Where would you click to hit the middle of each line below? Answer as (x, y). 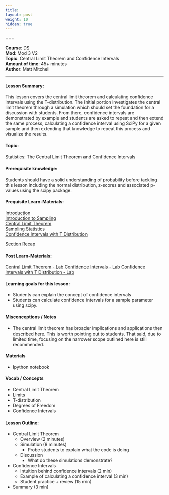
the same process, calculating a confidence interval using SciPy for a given (83, 123)
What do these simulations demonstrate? (70, 460)
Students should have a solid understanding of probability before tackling (81, 180)
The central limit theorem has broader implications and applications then (88, 328)
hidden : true (19, 24)
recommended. (28, 344)
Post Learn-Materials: (28, 256)
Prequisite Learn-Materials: (35, 202)
